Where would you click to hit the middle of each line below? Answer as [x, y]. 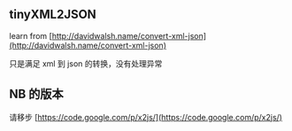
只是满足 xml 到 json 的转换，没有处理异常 [86, 63]
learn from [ [31, 35]
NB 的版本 [36, 94]
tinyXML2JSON [53, 15]
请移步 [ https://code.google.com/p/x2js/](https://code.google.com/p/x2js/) [146, 117]
